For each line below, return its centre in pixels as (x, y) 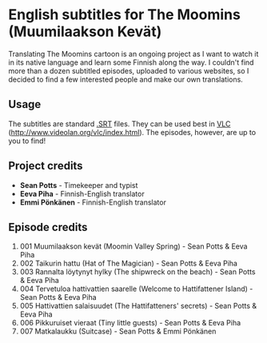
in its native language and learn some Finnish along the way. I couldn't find (131, 62)
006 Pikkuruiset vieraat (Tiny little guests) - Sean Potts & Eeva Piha (130, 323)
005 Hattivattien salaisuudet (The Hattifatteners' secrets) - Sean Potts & (138, 306)
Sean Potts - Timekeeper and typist (79, 185)
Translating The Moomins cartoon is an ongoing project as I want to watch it (133, 54)
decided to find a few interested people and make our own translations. (126, 79)
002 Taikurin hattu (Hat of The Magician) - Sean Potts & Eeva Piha (129, 263)
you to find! (27, 141)
